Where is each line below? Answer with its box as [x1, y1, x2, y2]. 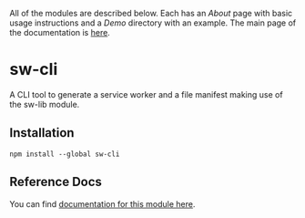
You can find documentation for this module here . [9, 198, 196, 209]
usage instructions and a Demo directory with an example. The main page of [9, 17, 297, 28]
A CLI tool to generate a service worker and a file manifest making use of [9, 88, 284, 99]
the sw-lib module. [9, 99, 80, 109]
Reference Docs [9, 174, 103, 190]
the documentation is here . [9, 27, 111, 37]
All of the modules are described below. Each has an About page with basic [9, 8, 293, 18]
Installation [9, 125, 75, 140]
